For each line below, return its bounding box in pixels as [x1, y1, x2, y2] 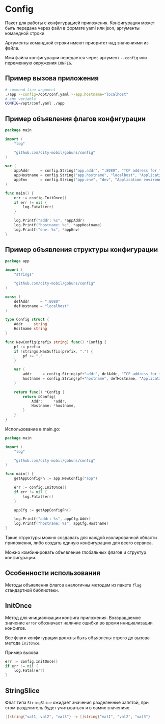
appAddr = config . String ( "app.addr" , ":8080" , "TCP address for [14, 168, 157, 173]
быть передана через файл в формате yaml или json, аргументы [5, 25, 140, 31]
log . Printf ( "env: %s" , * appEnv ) [14, 227, 80, 232]
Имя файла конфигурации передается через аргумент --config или [5, 54, 147, 60]
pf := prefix [14, 344, 41, 349]
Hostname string [14, 326, 48, 331]
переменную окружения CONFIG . [5, 60, 73, 66]
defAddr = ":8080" [14, 299, 60, 304]
